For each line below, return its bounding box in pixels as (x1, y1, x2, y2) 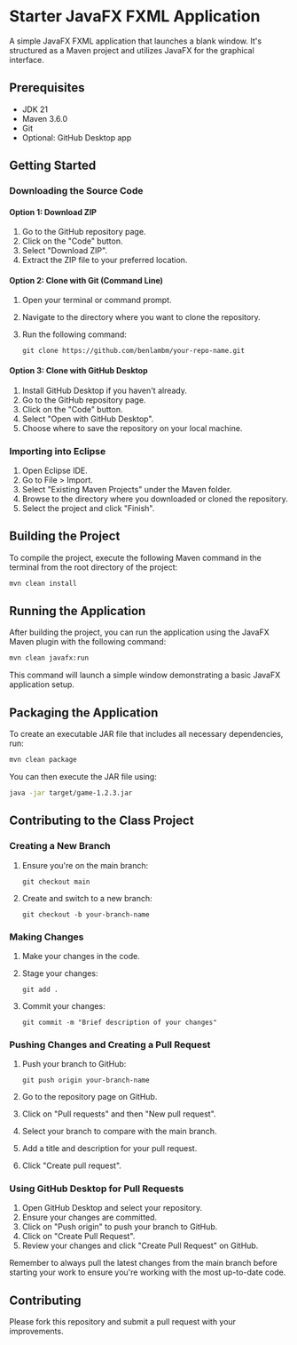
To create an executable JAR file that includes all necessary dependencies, (9, 729, 284, 740)
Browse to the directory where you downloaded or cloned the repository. (21, 493, 288, 504)
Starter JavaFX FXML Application (9, 6, 261, 27)
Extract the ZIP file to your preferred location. (21, 255, 188, 266)
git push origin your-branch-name (21, 1076, 150, 1085)
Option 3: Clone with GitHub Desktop (9, 365, 148, 376)
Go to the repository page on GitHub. (21, 1092, 158, 1102)
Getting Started (9, 158, 97, 173)
